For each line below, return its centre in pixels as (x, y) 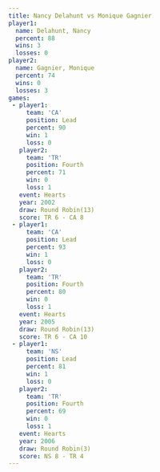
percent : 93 (46, 247)
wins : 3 (28, 46)
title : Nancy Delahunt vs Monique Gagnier (80, 16)
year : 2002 (37, 202)
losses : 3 (32, 90)
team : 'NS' (44, 352)
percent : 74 (36, 75)
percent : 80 (46, 292)
